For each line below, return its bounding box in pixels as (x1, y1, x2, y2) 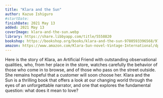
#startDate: (5, 16, 29, 21)
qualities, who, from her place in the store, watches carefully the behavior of (5, 62, 158, 67)
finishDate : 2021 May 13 (5, 20, 55, 26)
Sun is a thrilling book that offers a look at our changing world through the (5, 77, 153, 83)
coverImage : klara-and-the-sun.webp (5, 30, 79, 34)
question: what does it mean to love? (5, 87, 79, 93)
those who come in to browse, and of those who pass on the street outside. (5, 66, 156, 73)
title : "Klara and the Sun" (5, 7, 62, 12)
